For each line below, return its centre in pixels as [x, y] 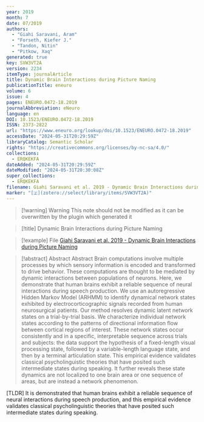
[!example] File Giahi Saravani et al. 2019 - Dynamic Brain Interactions [108, 240]
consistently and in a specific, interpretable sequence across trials [104, 336]
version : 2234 [24, 68]
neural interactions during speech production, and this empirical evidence [99, 400]
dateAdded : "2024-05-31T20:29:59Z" [51, 165]
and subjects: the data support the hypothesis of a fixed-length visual [108, 342]
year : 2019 [20, 12]
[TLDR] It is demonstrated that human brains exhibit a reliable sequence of [99, 393]
